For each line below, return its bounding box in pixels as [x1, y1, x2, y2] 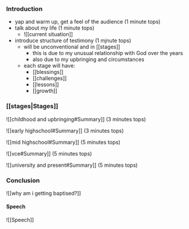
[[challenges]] [32, 75, 67, 82]
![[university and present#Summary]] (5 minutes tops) [6, 162, 138, 169]
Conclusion [6, 176, 40, 185]
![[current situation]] [23, 31, 73, 38]
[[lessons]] [32, 81, 59, 88]
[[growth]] [32, 88, 57, 95]
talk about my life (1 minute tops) [14, 24, 95, 31]
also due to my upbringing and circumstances [32, 56, 145, 63]
